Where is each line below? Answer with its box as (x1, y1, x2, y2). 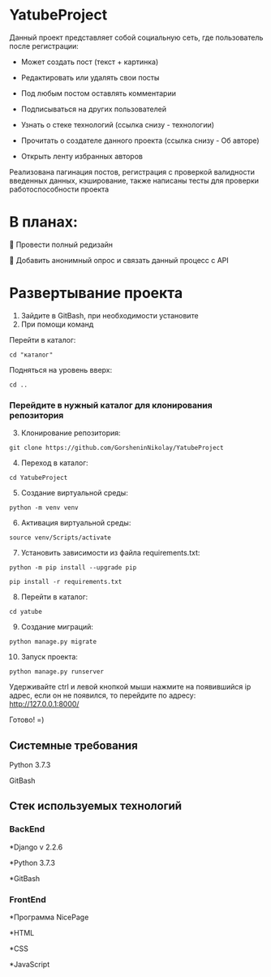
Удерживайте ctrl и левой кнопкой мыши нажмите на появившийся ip (9, 682, 252, 692)
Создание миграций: (20, 622, 94, 632)
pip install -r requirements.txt (9, 578, 123, 586)
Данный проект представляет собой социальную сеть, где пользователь (9, 32, 264, 42)
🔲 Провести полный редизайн (9, 240, 113, 249)
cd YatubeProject (9, 473, 68, 482)
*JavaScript (9, 959, 50, 969)
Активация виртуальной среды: (20, 518, 131, 528)
